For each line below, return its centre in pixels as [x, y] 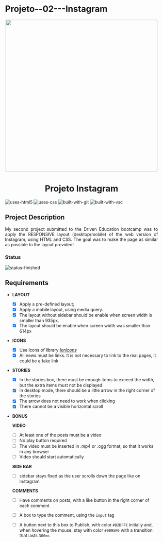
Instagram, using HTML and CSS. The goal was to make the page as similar [81, 239]
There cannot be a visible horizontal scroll [61, 406]
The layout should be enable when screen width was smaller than [85, 325]
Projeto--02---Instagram [56, 9]
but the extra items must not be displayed [61, 385]
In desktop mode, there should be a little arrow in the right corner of [87, 390]
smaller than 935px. [39, 320]
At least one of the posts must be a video [60, 435]
